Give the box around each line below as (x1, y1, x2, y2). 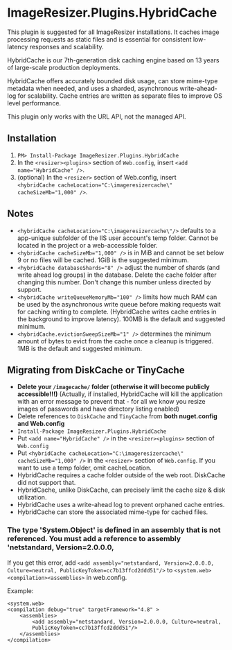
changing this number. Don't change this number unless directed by (17, 277, 211, 286)
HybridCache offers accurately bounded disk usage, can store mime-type (7, 76, 218, 85)
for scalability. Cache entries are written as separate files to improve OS (17, 92, 223, 100)
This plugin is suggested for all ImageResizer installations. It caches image (7, 28, 220, 36)
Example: (7, 586, 34, 595)
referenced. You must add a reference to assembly (7, 534, 181, 544)
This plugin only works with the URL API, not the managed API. (7, 112, 186, 121)
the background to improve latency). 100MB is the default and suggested (17, 314, 226, 323)
